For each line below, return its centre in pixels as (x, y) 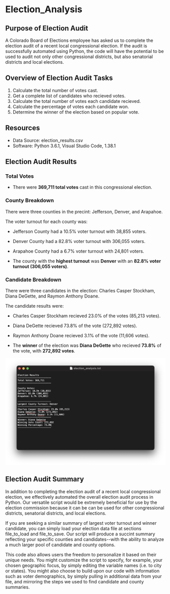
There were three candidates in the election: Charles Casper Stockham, (80, 290)
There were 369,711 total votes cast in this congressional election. (82, 187)
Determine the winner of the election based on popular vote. (76, 112)
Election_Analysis (44, 9)
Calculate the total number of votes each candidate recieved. (77, 101)
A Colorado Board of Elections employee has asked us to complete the (79, 40)
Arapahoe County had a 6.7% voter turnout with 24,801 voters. (78, 251)
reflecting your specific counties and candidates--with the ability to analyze (85, 539)
